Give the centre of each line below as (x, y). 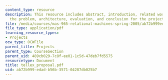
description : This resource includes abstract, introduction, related (80, 14)
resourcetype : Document (30, 61)
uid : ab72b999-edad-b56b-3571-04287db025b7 (51, 70)
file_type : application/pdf (34, 28)
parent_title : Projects (30, 47)
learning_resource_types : (32, 33)
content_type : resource (30, 10)
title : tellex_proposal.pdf (34, 65)
